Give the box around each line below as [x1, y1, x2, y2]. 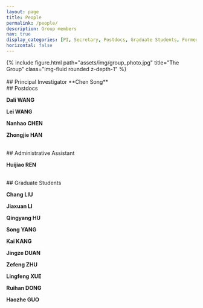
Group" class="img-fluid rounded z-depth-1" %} [6, 65, 127, 72]
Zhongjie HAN [6, 131, 43, 139]
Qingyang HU [6, 214, 41, 221]
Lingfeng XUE [6, 272, 42, 280]
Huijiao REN [6, 161, 36, 168]
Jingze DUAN [6, 249, 41, 256]
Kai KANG [6, 237, 32, 245]
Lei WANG [6, 108, 33, 115]
